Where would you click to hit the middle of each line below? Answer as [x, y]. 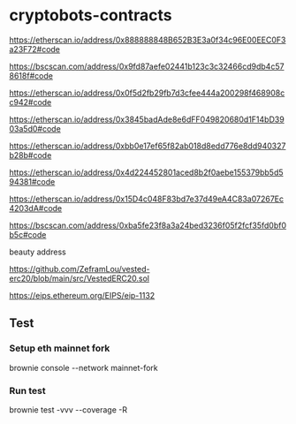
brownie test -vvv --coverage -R [68, 409]
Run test [27, 390]
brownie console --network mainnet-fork [84, 367]
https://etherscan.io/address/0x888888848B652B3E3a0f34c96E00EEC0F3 [148, 40]
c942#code [30, 102]
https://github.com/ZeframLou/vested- [80, 269]
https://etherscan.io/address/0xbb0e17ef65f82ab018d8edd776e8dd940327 [148, 146]
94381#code [32, 181]
